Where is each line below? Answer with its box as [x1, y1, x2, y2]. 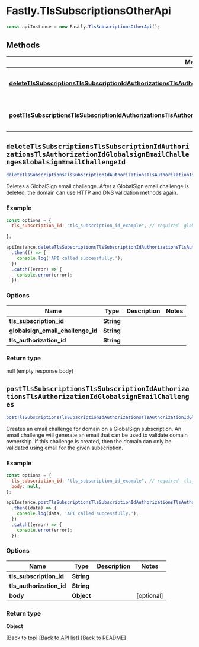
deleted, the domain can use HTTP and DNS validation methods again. [6, 189, 178, 196]
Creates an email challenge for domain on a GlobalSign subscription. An [6, 425, 182, 432]
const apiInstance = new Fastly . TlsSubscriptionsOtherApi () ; [6, 24, 161, 30]
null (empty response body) [6, 367, 74, 375]
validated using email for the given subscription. [6, 444, 123, 451]
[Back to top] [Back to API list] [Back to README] [6, 634, 126, 642]
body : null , [11, 483, 41, 489]
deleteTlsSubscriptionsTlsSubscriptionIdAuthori [6, 142, 190, 151]
